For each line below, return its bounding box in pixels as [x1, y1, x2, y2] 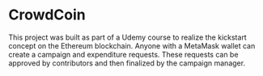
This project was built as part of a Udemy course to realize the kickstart [8, 32, 247, 42]
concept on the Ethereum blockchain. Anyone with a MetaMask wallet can [8, 40, 256, 50]
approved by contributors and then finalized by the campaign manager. [8, 58, 245, 68]
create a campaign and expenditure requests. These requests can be [8, 49, 239, 59]
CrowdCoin [8, 6, 87, 24]
